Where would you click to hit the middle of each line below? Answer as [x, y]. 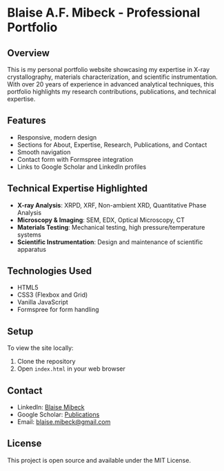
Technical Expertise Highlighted [78, 188]
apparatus [32, 249]
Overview [29, 53]
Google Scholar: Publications [58, 415]
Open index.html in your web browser [71, 369]
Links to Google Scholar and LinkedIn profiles [82, 167]
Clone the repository [46, 362]
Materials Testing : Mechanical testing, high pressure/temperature [111, 227]
